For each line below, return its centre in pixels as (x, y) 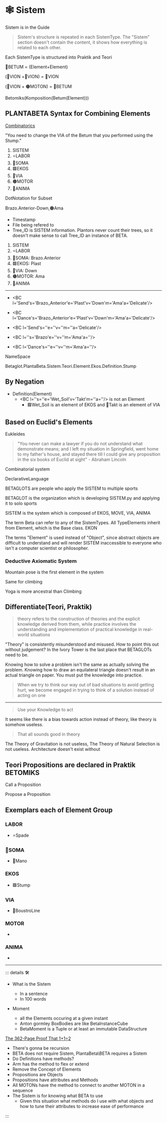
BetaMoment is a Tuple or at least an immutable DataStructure (83, 1029)
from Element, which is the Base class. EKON (51, 528)
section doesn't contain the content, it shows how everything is (82, 42)
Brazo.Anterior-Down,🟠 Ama (34, 208)
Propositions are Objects (38, 1075)
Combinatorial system (28, 469)
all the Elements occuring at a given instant (64, 1018)
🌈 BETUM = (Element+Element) (37, 67)
